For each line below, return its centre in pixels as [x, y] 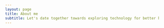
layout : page [18, 9]
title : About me [21, 14]
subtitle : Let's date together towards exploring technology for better [81, 18]
